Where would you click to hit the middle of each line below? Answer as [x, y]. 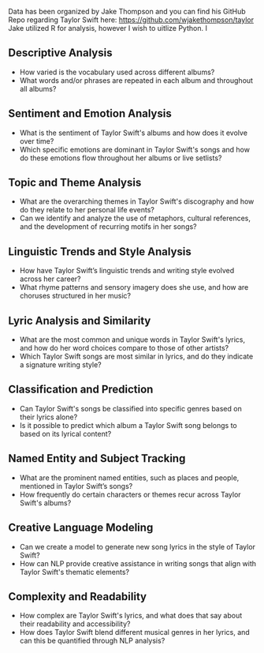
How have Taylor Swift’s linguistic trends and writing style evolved [127, 271]
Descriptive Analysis [60, 53]
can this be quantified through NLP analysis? [92, 641]
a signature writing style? [61, 365]
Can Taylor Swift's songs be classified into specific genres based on [130, 408]
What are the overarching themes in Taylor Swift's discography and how [137, 201]
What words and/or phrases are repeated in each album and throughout [136, 80]
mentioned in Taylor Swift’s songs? [76, 486]
